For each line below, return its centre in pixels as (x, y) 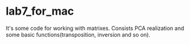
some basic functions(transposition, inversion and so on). (78, 34)
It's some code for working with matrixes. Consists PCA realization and (95, 28)
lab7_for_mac (40, 11)
